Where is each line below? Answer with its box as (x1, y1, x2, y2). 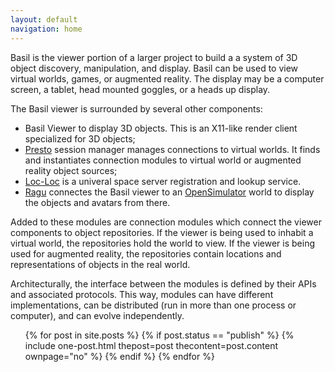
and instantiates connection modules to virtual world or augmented (24, 154, 302, 166)
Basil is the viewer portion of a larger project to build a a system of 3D (10, 51, 298, 63)
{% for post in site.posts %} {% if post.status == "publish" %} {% (24, 329, 295, 341)
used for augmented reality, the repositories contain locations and (10, 247, 282, 260)
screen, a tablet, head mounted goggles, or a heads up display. (10, 83, 271, 95)
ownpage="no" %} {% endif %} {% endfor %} (24, 350, 215, 362)
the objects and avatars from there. (24, 196, 171, 208)
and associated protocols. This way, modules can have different (10, 288, 274, 300)
